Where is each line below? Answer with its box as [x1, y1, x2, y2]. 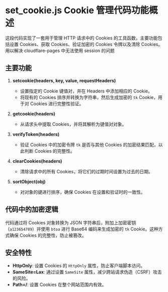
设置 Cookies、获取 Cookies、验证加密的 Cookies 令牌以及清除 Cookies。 [9, 41, 163, 47]
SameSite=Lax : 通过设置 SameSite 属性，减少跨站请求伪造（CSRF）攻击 [12, 269, 162, 275]
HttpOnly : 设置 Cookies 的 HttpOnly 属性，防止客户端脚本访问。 [12, 263, 145, 269]
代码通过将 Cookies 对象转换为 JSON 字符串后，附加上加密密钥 [5, 219, 136, 225]
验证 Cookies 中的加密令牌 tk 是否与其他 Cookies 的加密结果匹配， [20, 141, 158, 148]
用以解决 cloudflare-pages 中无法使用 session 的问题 [5, 47, 115, 54]
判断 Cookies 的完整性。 [24, 148, 75, 154]
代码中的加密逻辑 [5, 205, 58, 214]
